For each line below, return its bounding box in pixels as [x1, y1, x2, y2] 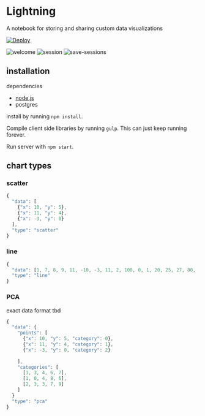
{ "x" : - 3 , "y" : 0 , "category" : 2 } [22, 347, 111, 353]
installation [6, 66, 50, 77]
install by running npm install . [6, 112, 83, 120]
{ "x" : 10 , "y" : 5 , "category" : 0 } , [22, 336, 114, 342]
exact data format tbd [6, 306, 61, 314]
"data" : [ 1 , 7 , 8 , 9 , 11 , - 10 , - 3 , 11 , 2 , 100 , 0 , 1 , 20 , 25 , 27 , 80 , [12, 267, 196, 273]
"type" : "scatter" [12, 227, 59, 233]
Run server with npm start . [6, 143, 74, 150]
